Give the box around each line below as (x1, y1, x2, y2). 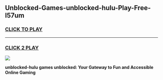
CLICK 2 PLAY (5, 44, 39, 51)
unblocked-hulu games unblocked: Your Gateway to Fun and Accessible (5, 64, 154, 70)
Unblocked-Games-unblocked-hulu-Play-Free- (5, 4, 151, 12)
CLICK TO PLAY (5, 26, 43, 33)
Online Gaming (5, 69, 36, 75)
